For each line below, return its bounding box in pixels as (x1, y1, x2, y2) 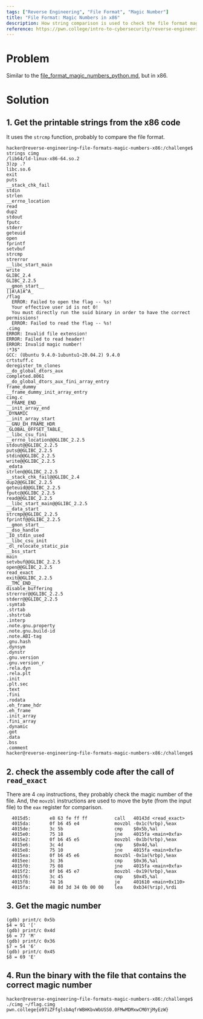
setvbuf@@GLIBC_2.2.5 (6, 559, 61, 565)
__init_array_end (6, 405, 50, 411)
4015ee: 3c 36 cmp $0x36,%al (11, 858, 158, 864)
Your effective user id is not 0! (11, 304, 98, 311)
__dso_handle (6, 527, 39, 534)
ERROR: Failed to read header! (6, 336, 85, 343)
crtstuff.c (6, 357, 34, 364)
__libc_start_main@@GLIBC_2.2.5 (6, 501, 88, 507)
